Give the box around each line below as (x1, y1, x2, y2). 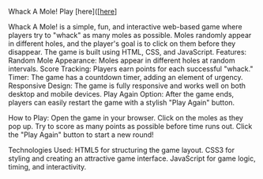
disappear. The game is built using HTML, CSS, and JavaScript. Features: (8, 48, 247, 56)
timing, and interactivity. (8, 162, 87, 171)
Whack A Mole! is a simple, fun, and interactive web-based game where (8, 22, 242, 31)
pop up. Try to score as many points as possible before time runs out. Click (8, 122, 253, 131)
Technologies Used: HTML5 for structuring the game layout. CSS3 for (8, 146, 235, 154)
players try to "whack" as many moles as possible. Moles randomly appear (8, 31, 252, 40)
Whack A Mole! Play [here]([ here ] (8, 7, 118, 16)
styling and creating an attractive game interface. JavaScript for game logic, (8, 154, 256, 163)
